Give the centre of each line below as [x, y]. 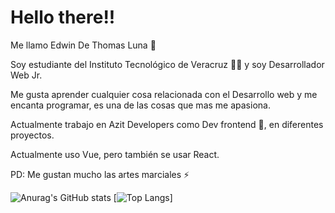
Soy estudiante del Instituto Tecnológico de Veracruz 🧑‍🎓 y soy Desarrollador [167, 64]
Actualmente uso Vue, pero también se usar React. [115, 154]
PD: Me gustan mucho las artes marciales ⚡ [100, 174]
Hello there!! [63, 17]
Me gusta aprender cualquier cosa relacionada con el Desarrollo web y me [164, 94]
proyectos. [32, 135]
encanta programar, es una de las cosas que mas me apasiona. [140, 105]
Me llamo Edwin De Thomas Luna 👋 [83, 45]
